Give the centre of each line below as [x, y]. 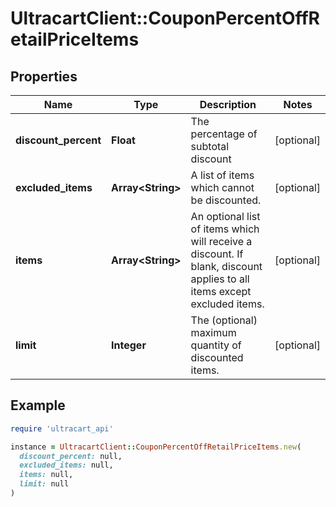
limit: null [44, 484]
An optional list [225, 216]
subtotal [210, 146]
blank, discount [226, 266]
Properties [44, 76]
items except [221, 291]
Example [38, 405]
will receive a [221, 241]
